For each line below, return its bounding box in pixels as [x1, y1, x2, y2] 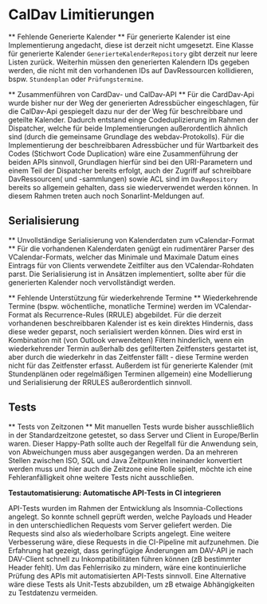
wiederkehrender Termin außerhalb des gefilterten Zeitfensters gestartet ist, [8, 344, 259, 353]
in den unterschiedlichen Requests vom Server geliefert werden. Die [8, 520, 233, 530]
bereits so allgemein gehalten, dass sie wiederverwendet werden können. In [8, 182, 258, 192]
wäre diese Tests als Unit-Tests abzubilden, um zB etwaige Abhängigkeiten [8, 579, 255, 589]
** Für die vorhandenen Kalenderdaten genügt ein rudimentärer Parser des [8, 244, 254, 253]
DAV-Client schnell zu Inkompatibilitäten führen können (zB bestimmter [8, 554, 241, 563]
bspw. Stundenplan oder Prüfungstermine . [8, 74, 144, 84]
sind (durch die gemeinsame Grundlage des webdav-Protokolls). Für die [8, 131, 245, 141]
